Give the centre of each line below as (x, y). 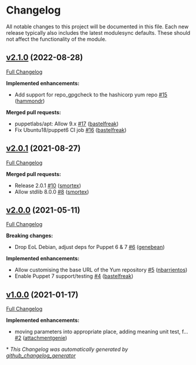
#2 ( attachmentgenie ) (41, 338)
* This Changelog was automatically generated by (67, 349)
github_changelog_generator (41, 356)
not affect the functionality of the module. (56, 39)
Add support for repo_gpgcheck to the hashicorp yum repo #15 (91, 94)
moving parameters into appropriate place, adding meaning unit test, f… (101, 332)
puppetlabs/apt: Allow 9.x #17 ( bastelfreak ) (67, 124)
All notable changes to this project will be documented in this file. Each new (97, 26)
